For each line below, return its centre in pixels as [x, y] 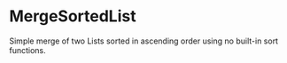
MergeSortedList [73, 16]
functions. [27, 50]
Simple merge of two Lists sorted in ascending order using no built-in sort [144, 41]
